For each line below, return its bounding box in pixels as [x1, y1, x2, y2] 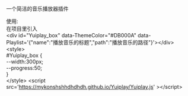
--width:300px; [6, 58, 43, 65]
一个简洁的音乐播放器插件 [6, 5, 69, 12]
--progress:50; [6, 65, 43, 71]
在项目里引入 [6, 25, 37, 32]
